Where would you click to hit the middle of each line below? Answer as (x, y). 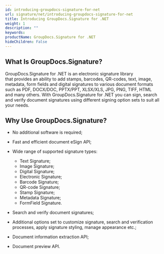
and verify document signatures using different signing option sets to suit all (82, 100)
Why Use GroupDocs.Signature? (56, 121)
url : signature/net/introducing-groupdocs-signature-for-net (69, 14)
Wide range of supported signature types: (55, 151)
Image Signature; (37, 166)
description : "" (22, 28)
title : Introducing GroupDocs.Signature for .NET (57, 19)
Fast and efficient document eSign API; (52, 142)
